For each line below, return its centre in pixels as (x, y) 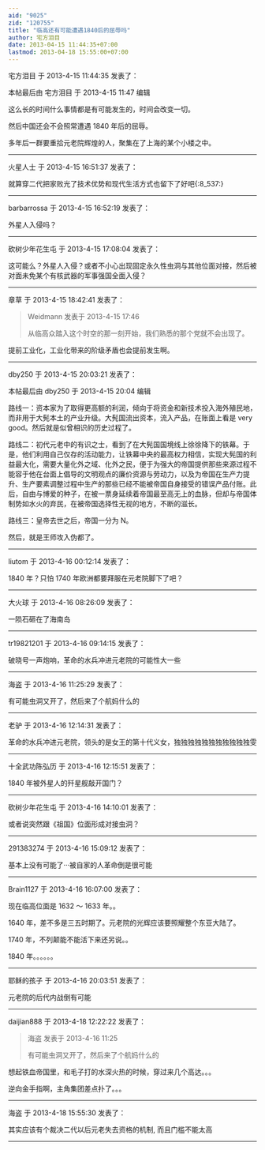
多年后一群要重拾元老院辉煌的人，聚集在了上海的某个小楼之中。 (112, 143)
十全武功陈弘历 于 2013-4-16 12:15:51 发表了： (83, 766)
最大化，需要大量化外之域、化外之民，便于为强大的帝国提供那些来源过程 (132, 464)
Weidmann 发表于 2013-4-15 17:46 (84, 316)
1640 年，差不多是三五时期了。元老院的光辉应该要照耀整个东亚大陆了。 (124, 923)
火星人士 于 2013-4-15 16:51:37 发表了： (73, 167)
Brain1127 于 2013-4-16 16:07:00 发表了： (75, 889)
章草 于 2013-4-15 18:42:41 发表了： (66, 300)
